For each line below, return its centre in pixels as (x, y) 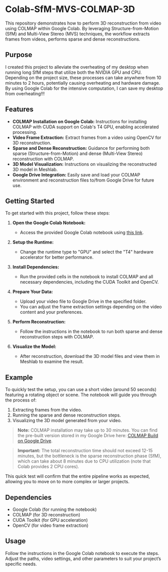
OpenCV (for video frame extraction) (50, 525)
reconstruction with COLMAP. (43, 158)
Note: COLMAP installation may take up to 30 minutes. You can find (88, 430)
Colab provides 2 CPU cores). (48, 467)
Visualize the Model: (34, 346)
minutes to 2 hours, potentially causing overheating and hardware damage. (83, 83)
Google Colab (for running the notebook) (54, 509)
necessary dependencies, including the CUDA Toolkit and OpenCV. (89, 282)
